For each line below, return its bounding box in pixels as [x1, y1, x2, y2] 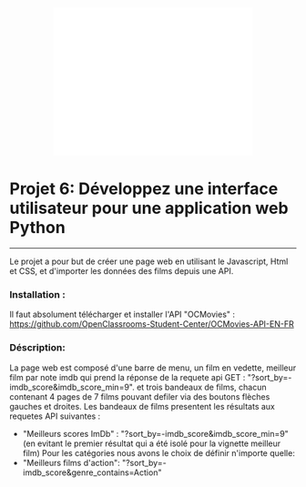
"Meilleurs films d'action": [22, 457, 120, 468]
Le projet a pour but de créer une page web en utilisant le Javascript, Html [9, 256, 289, 267]
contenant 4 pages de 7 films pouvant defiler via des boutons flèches [9, 391, 270, 402]
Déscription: [9, 341, 66, 354]
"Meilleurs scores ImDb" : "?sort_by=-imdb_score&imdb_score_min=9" [22, 428, 289, 439]
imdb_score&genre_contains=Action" [22, 467, 162, 478]
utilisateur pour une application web [9, 198, 289, 218]
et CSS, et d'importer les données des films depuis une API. [9, 265, 234, 276]
